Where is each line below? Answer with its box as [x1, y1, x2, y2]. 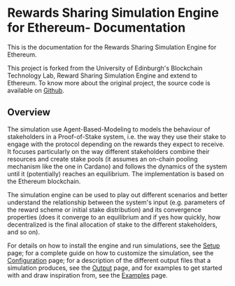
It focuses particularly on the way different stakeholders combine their [7, 147, 210, 155]
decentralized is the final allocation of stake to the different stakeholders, [7, 220, 218, 229]
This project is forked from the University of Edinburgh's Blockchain [7, 64, 203, 72]
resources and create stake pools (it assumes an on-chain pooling [7, 155, 198, 163]
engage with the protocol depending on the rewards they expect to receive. [7, 140, 225, 148]
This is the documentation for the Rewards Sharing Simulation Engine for [7, 43, 217, 51]
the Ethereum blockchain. [7, 177, 81, 185]
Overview [7, 106, 51, 118]
